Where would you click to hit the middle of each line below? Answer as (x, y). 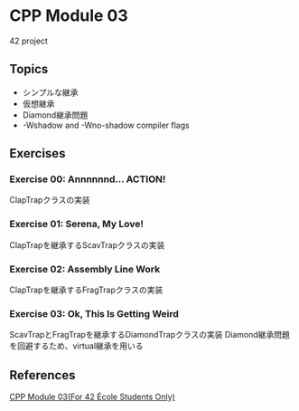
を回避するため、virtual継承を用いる (76, 346)
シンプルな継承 (50, 92)
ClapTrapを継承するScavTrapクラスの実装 (87, 244)
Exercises (37, 153)
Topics (29, 69)
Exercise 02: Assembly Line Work (85, 269)
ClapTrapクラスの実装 (50, 200)
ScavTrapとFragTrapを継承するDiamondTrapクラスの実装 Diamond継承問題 (150, 335)
